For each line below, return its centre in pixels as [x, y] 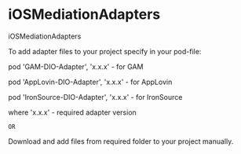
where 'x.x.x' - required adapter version [73, 112]
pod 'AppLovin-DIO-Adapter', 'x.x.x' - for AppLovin [90, 82]
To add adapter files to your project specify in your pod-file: [105, 51]
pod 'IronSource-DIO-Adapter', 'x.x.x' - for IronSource [95, 97]
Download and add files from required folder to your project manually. [121, 141]
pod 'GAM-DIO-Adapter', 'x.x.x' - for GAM [76, 66]
